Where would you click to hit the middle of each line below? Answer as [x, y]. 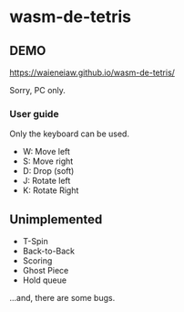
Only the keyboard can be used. [70, 134]
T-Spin [35, 242]
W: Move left [46, 152]
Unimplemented [56, 219]
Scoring [37, 261]
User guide [34, 113]
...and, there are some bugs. [62, 298]
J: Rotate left [46, 181]
